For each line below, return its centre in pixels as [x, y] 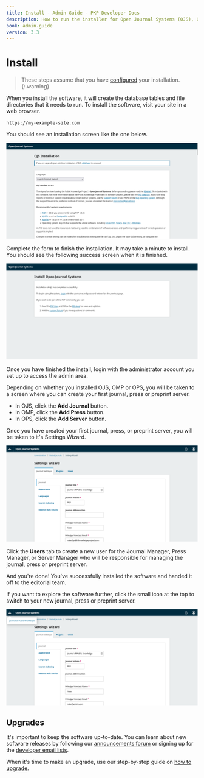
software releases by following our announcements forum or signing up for [100, 744]
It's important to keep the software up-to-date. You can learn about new [97, 737]
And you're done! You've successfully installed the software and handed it [99, 576]
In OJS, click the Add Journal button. [62, 406]
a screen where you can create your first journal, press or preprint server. [98, 394]
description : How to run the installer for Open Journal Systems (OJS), [100, 19]
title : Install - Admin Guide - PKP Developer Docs [73, 13]
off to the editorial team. [36, 582]
